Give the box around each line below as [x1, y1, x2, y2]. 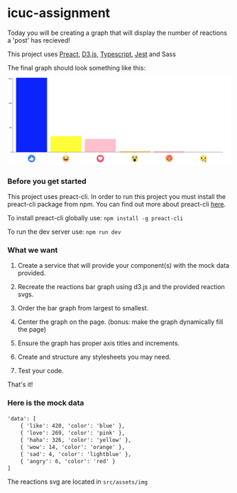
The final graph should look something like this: [7, 63, 146, 72]
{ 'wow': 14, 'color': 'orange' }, [20, 443, 126, 450]
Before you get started [7, 176, 87, 186]
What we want [7, 245, 58, 255]
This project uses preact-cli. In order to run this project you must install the [7, 193, 226, 201]
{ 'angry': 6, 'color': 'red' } [20, 457, 116, 465]
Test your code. [17, 367, 64, 375]
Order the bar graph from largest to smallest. [17, 304, 149, 313]
